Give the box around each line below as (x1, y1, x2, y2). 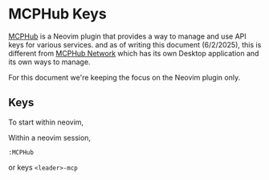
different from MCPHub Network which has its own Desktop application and (8, 48, 259, 58)
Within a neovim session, (8, 133, 91, 142)
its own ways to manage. (8, 57, 91, 67)
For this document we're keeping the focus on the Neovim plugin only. (8, 72, 241, 82)
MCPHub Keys (8, 5, 107, 23)
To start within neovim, (8, 117, 84, 127)
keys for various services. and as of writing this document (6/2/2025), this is (8, 39, 262, 49)
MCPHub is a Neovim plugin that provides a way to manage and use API (8, 31, 247, 41)
